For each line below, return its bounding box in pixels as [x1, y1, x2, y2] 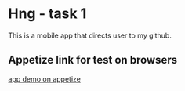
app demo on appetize [8, 74, 81, 83]
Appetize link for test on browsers [8, 53, 178, 67]
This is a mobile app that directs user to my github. [8, 31, 172, 40]
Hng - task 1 [8, 5, 87, 23]
